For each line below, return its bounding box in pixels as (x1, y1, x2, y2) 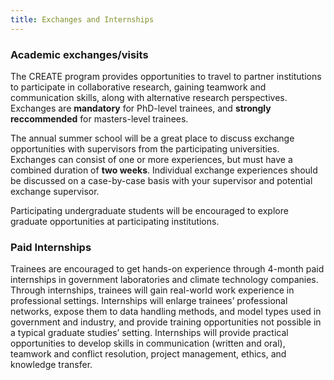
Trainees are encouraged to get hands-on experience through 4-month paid (10, 263, 325, 275)
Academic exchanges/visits (10, 47, 149, 61)
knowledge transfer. (10, 359, 93, 371)
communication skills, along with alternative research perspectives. (10, 91, 288, 103)
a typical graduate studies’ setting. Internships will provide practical (10, 327, 289, 339)
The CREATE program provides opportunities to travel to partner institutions (10, 70, 322, 82)
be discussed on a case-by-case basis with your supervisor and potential (10, 174, 313, 186)
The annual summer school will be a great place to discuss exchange (10, 132, 295, 144)
